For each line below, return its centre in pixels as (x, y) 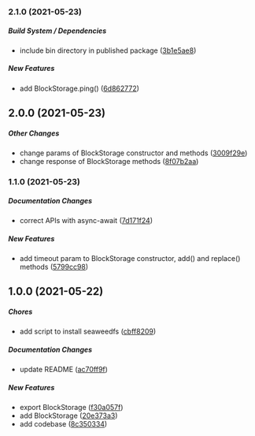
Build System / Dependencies (57, 31)
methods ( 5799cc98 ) (54, 267)
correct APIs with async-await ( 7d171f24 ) (86, 221)
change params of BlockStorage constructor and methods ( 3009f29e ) (133, 153)
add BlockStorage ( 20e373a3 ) (68, 416)
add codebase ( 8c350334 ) (63, 424)
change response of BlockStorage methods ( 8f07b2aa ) (109, 162)
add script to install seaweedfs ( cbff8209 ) (88, 332)
